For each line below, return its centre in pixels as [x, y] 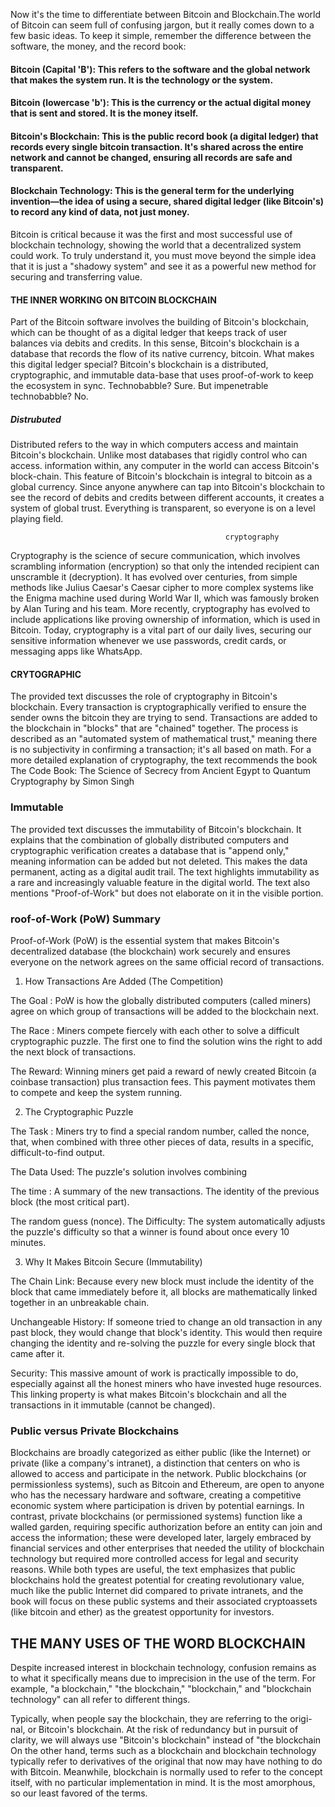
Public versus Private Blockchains [95, 1431]
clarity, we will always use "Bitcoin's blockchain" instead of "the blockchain [166, 1740]
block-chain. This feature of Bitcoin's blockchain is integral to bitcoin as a [161, 476]
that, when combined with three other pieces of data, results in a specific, [162, 1141]
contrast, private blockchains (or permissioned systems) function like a [156, 1516]
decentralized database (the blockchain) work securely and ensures [150, 951]
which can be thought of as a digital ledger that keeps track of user [149, 333]
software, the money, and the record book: [98, 46]
